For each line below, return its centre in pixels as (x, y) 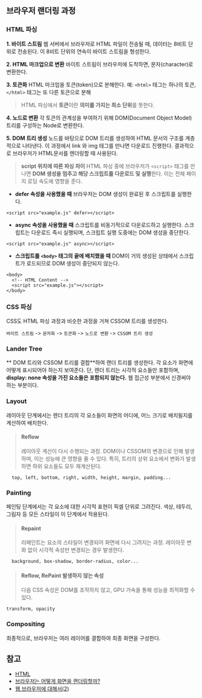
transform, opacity (31, 609)
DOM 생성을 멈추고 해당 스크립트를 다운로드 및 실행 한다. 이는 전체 (109, 173)
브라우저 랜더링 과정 (41, 11)
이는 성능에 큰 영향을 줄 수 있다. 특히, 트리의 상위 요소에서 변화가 (109, 458)
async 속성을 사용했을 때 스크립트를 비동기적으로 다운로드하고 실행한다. (99, 224)
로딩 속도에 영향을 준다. (55, 181)
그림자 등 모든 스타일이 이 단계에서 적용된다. (58, 514)
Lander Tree (24, 349)
